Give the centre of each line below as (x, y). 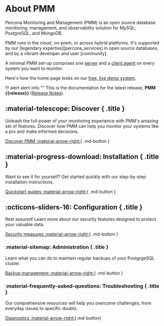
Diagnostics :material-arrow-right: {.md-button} (53, 318)
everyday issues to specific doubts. (41, 308)
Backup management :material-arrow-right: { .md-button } (64, 273)
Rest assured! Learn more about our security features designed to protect (81, 219)
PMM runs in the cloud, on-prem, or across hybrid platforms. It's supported (82, 42)
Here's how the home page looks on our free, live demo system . (71, 78)
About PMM (30, 9)
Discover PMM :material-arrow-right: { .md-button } (57, 141)
